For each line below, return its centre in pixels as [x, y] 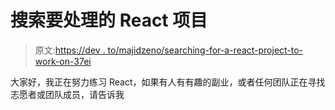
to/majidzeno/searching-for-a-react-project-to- [205, 50]
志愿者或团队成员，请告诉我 [67, 94]
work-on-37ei [63, 61]
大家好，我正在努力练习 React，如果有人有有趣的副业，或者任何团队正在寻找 [168, 82]
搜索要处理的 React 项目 [109, 20]
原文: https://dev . [70, 50]
